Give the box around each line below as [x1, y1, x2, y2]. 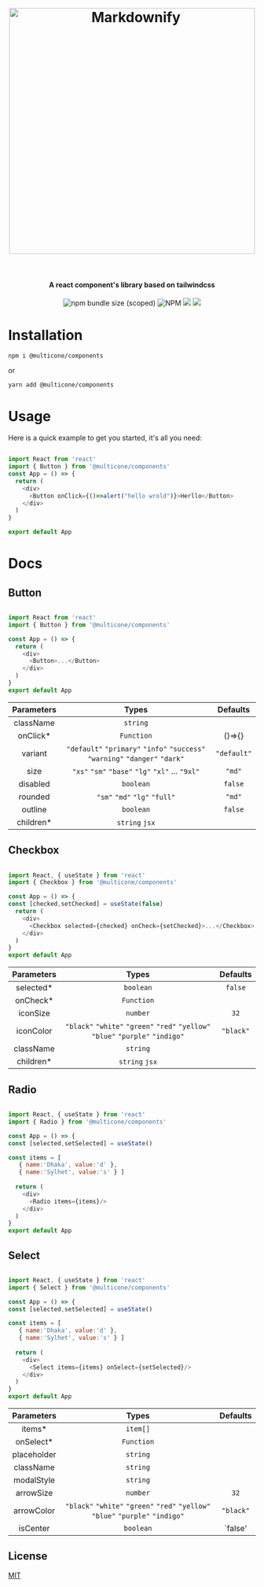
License [8, 1549, 48, 1563]
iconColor [16, 1026, 53, 1037]
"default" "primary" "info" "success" [66, 744, 206, 753]
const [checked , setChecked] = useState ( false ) [8, 900, 163, 908]
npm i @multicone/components [8, 352, 104, 360]
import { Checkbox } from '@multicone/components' [8, 879, 178, 886]
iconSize [18, 1008, 51, 1019]
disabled [18, 778, 50, 789]
